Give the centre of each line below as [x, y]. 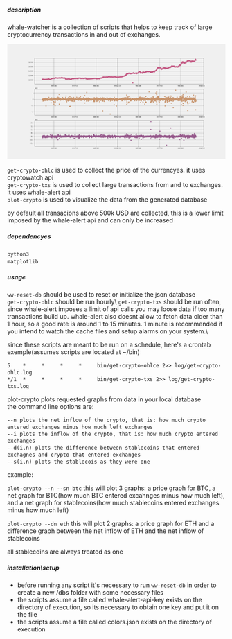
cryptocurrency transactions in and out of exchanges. [84, 34]
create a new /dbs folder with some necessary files [90, 592]
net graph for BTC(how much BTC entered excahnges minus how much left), [116, 495]
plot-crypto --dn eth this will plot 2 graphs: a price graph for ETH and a [111, 523]
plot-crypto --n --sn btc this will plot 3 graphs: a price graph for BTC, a [111, 488]
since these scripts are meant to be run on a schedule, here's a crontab [109, 344]
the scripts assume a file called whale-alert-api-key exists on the [110, 599]
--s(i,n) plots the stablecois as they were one [79, 462]
